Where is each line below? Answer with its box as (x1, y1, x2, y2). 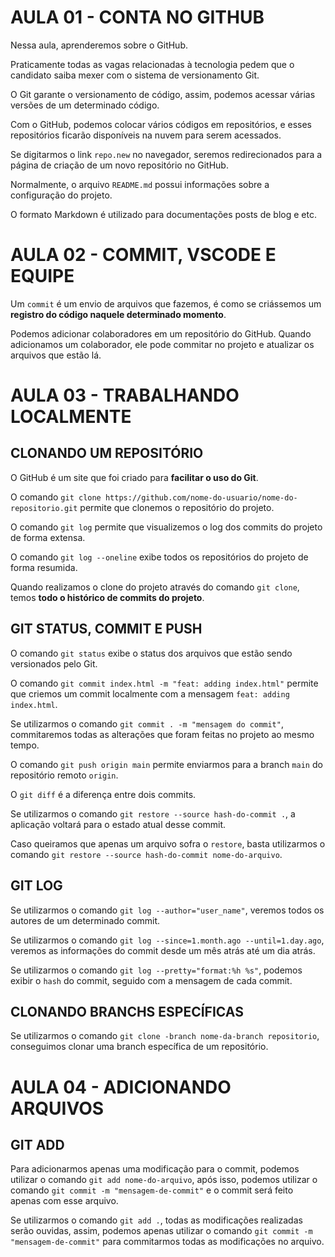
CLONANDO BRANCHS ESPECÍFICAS (10, 1003, 244, 1020)
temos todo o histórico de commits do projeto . (10, 591, 205, 603)
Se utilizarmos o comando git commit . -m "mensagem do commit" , (10, 717, 284, 730)
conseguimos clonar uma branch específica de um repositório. (10, 1041, 269, 1053)
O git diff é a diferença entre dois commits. (10, 788, 197, 800)
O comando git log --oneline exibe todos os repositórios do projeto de (10, 551, 309, 563)
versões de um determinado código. (10, 99, 160, 111)
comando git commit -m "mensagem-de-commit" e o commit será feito (10, 1184, 294, 1196)
